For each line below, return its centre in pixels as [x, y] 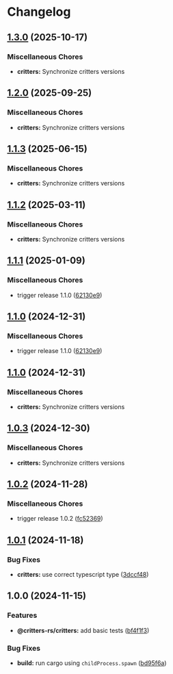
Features [22, 615]
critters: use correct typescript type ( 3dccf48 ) [83, 575]
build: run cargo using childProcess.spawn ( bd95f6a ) [92, 663]
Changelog [39, 12]
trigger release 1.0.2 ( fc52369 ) [60, 519]
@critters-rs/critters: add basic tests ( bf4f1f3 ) [83, 630]
